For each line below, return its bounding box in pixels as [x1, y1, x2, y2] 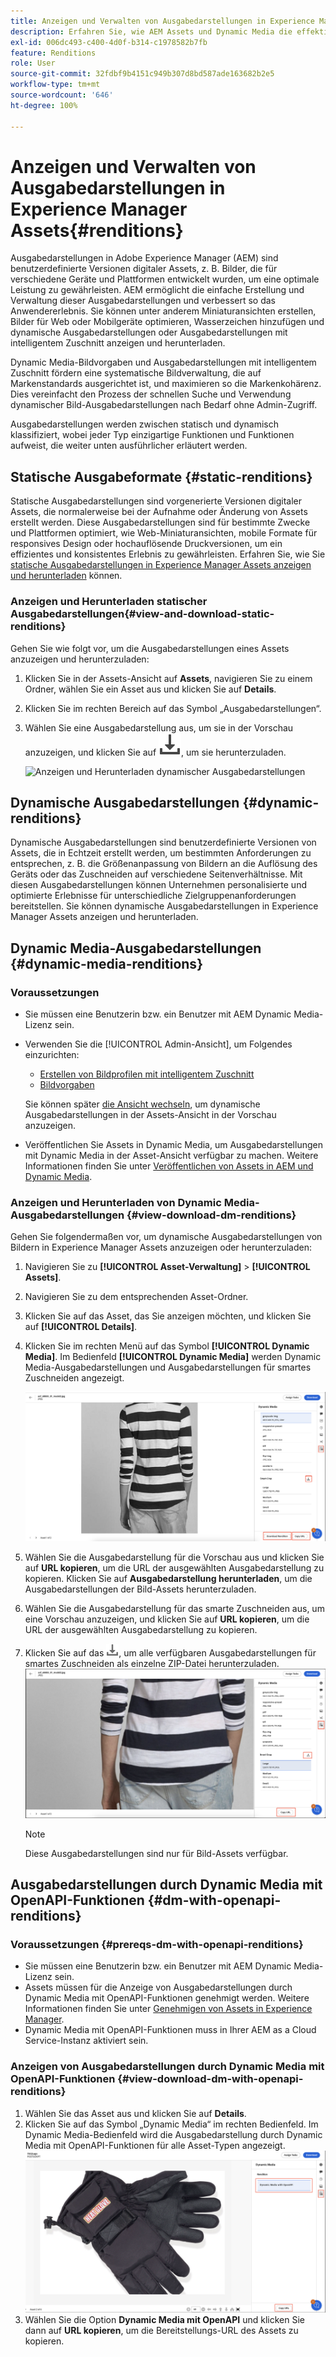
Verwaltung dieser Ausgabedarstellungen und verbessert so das [10, 295, 276, 307]
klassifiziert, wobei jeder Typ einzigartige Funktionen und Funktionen [10, 429, 295, 441]
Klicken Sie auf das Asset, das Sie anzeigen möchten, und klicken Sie [24, 1310, 312, 1322]
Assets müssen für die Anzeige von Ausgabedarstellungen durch [24, 1981, 293, 1994]
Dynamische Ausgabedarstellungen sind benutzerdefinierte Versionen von [10, 836, 317, 849]
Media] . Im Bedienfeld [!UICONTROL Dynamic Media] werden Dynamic [24, 1351, 322, 1363]
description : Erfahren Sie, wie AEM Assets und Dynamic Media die [10, 26, 293, 37]
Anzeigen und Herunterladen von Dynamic [10, 1195, 222, 1209]
